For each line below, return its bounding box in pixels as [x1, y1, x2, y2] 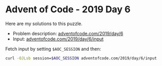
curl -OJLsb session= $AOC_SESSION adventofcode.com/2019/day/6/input [5, 55, 157, 61]
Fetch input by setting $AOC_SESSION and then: [5, 46, 102, 52]
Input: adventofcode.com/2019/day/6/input [12, 36, 104, 42]
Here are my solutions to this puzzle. [5, 20, 83, 27]
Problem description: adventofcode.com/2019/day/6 [12, 30, 124, 36]
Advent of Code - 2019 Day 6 [5, 4, 131, 15]
